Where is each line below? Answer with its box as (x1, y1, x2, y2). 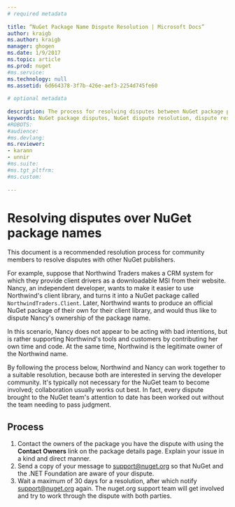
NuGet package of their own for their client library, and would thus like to (7, 306, 217, 315)
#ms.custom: (7, 173, 42, 180)
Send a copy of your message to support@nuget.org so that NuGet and (17, 462, 224, 471)
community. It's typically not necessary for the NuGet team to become (7, 378, 210, 386)
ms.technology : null (7, 75, 68, 83)
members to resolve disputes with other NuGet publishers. (7, 255, 176, 264)
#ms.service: (7, 69, 45, 76)
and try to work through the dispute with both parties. (17, 492, 172, 500)
